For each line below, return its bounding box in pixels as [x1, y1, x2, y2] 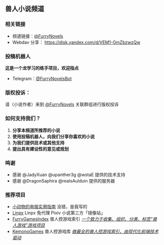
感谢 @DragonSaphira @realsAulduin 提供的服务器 [12, 178, 115, 184]
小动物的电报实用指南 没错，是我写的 [12, 204, 87, 210]
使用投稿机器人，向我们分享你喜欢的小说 [12, 133, 95, 139]
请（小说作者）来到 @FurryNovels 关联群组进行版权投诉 [5, 101, 119, 108]
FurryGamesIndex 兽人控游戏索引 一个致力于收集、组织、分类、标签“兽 [12, 216, 157, 222]
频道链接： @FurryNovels [12, 33, 63, 39]
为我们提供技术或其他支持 [12, 139, 65, 145]
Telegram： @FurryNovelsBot [12, 75, 72, 81]
